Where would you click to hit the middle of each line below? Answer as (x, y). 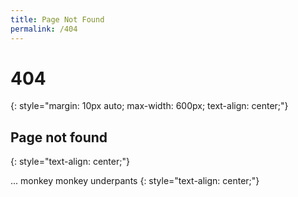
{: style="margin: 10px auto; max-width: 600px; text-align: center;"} (149, 106)
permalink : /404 (44, 29)
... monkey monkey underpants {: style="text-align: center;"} (135, 181)
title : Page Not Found (57, 19)
